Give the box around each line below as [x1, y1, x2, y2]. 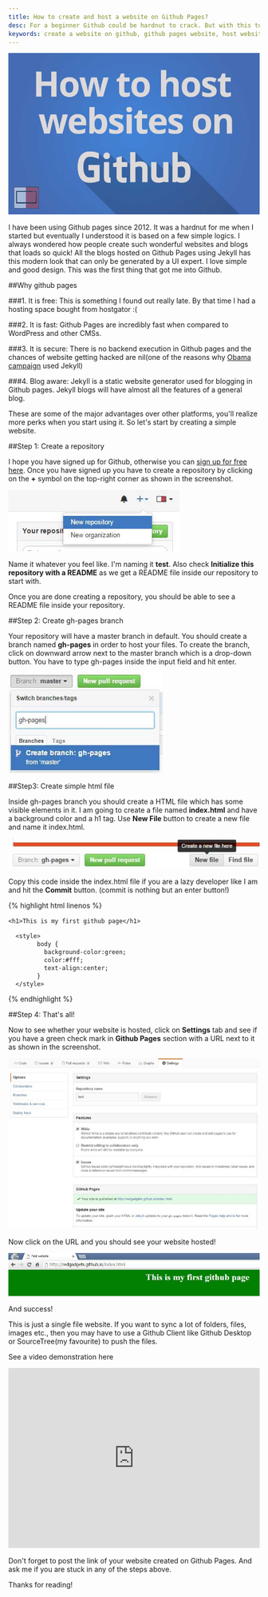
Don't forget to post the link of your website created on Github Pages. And [8, 1555, 253, 1565]
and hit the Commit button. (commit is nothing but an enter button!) [8, 885, 230, 895]
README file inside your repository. [8, 600, 125, 609]
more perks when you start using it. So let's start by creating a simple [8, 417, 237, 427]
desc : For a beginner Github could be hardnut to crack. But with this [8, 21, 251, 30]
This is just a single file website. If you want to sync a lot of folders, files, [8, 1320, 247, 1329]
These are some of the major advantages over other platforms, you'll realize [8, 409, 258, 418]
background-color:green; [43, 948, 127, 956]
